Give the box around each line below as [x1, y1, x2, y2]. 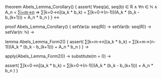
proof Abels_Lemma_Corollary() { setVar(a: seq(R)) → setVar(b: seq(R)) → [5, 24, 152, 29]
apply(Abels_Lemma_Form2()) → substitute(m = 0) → [5, 53, 111, 59]
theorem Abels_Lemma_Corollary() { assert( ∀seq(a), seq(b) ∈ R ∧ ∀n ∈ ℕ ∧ [5, 4, 158, 10]
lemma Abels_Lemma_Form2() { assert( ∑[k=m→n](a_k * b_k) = [5, 39, 132, 44]
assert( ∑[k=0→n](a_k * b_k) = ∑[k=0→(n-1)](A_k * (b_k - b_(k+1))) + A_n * [5, 63, 154, 68]
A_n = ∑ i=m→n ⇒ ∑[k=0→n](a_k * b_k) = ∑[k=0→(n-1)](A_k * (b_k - [5, 9, 140, 15]
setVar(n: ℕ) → [5, 29, 35, 35]
